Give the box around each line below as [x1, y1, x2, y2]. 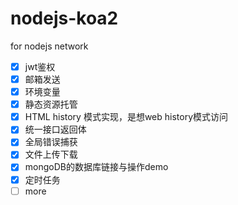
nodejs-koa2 [10, 7, 119, 30]
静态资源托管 [24, 98, 78, 111]
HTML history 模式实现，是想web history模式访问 [24, 111, 229, 123]
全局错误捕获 [24, 136, 78, 148]
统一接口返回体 [24, 123, 87, 136]
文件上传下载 [24, 148, 78, 161]
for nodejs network [10, 40, 89, 52]
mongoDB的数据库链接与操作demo [24, 161, 169, 173]
